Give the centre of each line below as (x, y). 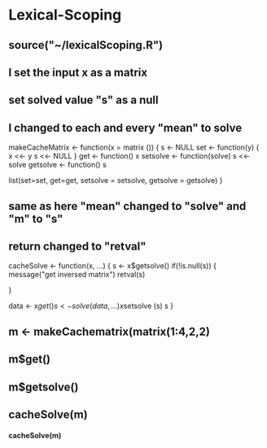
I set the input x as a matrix (78, 72)
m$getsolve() (44, 387)
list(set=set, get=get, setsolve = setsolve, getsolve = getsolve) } (116, 181)
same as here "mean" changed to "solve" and (127, 206)
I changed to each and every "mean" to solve (125, 128)
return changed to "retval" (77, 246)
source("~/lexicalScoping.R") (86, 45)
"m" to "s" (36, 218)
